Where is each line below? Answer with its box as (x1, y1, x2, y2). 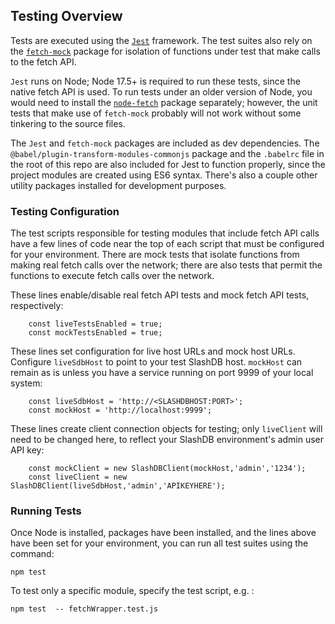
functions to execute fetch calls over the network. (10, 270, 215, 282)
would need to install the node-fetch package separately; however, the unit (10, 96, 318, 108)
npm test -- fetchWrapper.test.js (10, 604, 159, 614)
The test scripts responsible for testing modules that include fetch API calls (10, 227, 320, 239)
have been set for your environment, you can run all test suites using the (10, 537, 309, 549)
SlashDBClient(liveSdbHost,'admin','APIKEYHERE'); (10, 481, 226, 491)
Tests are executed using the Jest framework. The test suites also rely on (10, 34, 313, 46)
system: (10, 377, 43, 389)
